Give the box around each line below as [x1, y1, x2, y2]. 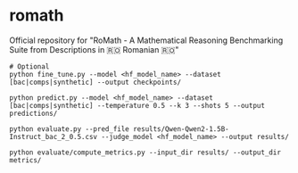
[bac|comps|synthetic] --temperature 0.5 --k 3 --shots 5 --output [9, 101, 266, 110]
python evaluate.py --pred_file [9, 124, 129, 134]
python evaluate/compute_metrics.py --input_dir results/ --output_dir [9, 148, 281, 157]
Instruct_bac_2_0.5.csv [9, 132, 98, 141]
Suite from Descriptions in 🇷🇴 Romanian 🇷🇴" [9, 44, 179, 54]
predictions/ [9, 109, 58, 118]
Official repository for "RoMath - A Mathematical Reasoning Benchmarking [9, 35, 284, 45]
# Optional [9, 62, 50, 71]
